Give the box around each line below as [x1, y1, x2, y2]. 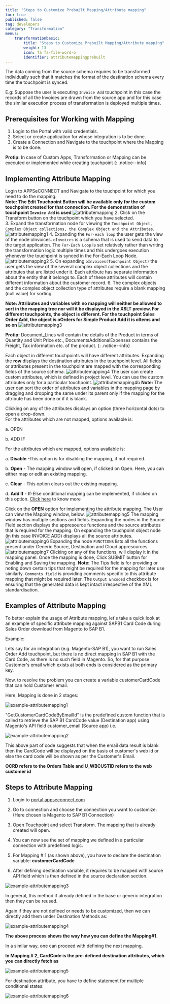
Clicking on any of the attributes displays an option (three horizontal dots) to [5, 405, 165, 412]
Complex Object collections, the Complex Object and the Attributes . [5, 226, 155, 232]
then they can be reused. [5, 898, 58, 904]
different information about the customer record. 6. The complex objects [5, 280, 157, 286]
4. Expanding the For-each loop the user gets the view [49, 231, 163, 237]
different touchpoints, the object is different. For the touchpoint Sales [5, 311, 155, 317]
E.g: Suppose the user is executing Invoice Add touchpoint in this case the [5, 89, 161, 96]
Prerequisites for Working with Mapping [5, 115, 134, 123]
